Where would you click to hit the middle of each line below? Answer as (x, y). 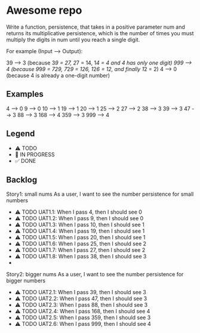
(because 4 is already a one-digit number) (58, 75)
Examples (25, 94)
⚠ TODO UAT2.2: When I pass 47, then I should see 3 (81, 298)
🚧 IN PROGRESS (35, 154)
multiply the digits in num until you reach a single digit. (73, 39)
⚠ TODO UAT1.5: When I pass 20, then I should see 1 (80, 238)
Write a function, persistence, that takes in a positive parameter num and (96, 27)
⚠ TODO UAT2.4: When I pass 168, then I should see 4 (82, 312)
